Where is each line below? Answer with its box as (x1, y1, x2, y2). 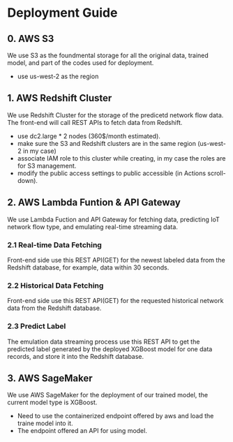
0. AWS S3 (7, 33, 54, 45)
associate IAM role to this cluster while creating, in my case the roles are (17, 154, 226, 162)
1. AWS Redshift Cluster (7, 92, 112, 104)
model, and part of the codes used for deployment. (7, 59, 154, 67)
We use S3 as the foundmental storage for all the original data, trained (7, 51, 209, 59)
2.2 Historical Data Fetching (7, 281, 104, 290)
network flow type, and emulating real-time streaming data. (7, 222, 178, 231)
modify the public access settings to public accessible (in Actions (17, 169, 206, 177)
